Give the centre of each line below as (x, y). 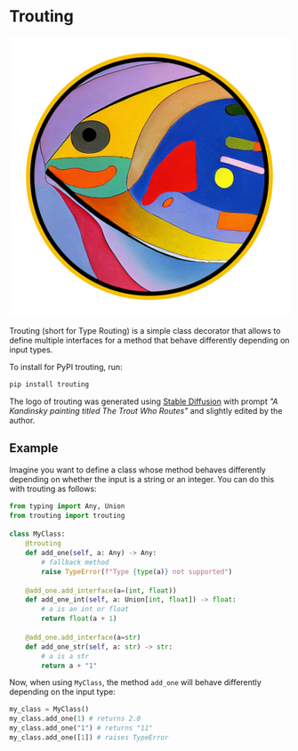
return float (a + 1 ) (79, 619)
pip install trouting (49, 384)
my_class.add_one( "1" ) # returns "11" (81, 728)
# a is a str (65, 656)
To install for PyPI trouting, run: (66, 367)
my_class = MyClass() (49, 709)
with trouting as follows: (53, 489)
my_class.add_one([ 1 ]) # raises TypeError (89, 738)
